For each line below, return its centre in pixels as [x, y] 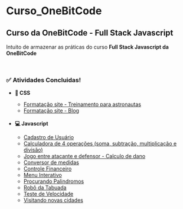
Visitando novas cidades [53, 200]
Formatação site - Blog [51, 111]
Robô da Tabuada [45, 188]
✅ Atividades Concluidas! [44, 80]
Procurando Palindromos [54, 181]
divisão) [33, 150]
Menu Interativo [43, 175]
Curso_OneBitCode [54, 11]
